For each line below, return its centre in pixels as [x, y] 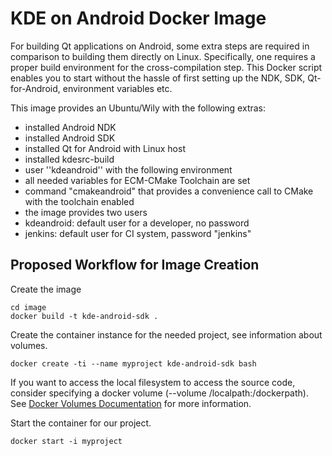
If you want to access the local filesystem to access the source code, [153, 382]
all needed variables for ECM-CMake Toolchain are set [137, 180]
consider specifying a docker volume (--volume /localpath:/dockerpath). [159, 393]
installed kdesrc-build [69, 159]
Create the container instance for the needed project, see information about [166, 334]
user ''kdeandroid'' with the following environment [128, 169]
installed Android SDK [70, 138]
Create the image [46, 289]
